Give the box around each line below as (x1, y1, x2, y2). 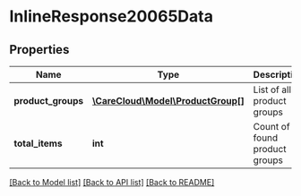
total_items (13, 137, 63, 149)
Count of (253, 121, 290, 132)
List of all (253, 83, 292, 96)
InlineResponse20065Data (9, 6, 213, 27)
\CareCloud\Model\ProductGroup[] (92, 95, 245, 107)
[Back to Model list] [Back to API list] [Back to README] (9, 177, 215, 187)
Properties (9, 42, 70, 57)
